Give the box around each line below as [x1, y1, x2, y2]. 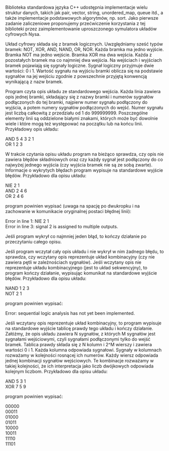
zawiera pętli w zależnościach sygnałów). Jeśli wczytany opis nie [5, 259, 142, 265]
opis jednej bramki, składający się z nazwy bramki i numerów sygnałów [5, 94, 154, 100]
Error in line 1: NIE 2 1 [5, 218, 49, 224]
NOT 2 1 [5, 291, 22, 297]
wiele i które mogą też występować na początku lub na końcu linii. [5, 121, 143, 127]
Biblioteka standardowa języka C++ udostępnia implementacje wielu [5, 5, 148, 10]
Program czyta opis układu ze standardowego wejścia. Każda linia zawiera [5, 89, 161, 94]
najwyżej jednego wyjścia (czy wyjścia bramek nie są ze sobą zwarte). [5, 162, 153, 168]
